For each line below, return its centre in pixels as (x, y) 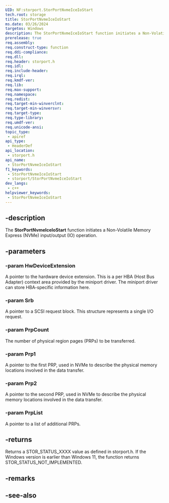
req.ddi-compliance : (27, 52)
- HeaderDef (20, 146)
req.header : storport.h (30, 62)
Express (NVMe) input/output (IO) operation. (51, 236)
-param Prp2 (21, 383)
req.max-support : (23, 90)
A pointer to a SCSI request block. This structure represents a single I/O (79, 311)
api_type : (16, 141)
